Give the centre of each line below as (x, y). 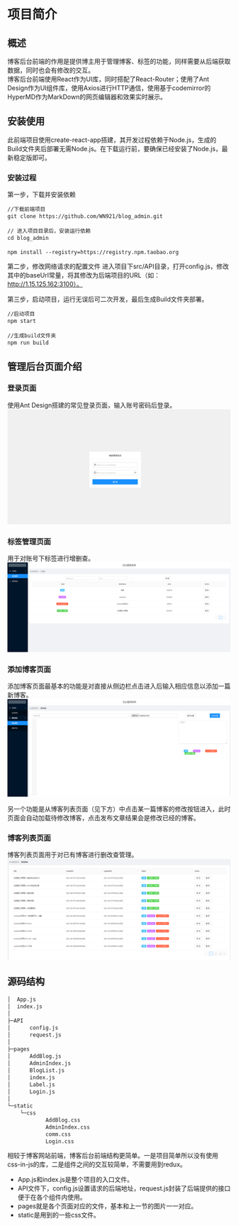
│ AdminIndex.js (39, 1063)
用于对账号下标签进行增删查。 (51, 558)
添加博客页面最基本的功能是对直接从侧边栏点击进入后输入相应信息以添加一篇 (119, 686)
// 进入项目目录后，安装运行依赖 (49, 231)
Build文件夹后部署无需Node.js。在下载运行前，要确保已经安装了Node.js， (114, 148)
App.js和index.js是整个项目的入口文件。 (75, 1179)
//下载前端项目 (27, 209)
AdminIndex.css (68, 1127)
